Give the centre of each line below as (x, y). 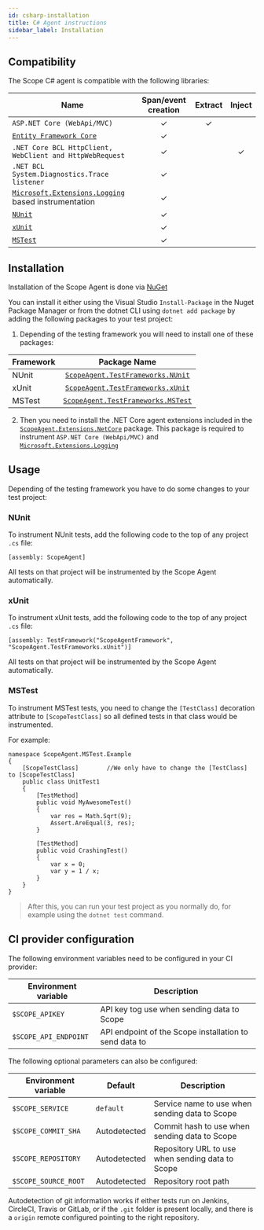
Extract (209, 105)
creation (164, 110)
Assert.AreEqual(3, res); (92, 823)
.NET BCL (28, 167)
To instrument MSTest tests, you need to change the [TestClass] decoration (132, 707)
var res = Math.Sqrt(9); (91, 816)
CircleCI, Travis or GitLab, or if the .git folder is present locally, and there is (131, 1209)
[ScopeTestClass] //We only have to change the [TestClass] (135, 768)
